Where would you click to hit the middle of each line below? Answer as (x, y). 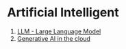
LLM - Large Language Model (59, 31)
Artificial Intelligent (63, 13)
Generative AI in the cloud (54, 38)
